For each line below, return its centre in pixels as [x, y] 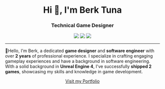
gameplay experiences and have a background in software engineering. [78, 61]
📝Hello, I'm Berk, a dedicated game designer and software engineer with [80, 51]
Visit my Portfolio [82, 81]
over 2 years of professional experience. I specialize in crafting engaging [79, 56]
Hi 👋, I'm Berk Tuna [82, 10]
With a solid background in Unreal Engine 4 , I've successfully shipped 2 [78, 66]
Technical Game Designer [82, 26]
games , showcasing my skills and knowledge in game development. [74, 72]
